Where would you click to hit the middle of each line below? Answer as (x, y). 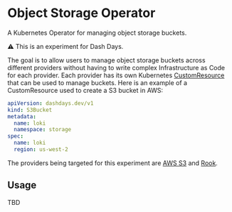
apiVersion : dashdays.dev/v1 (51, 103)
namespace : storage (43, 130)
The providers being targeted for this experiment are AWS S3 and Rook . (113, 163)
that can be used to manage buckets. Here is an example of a (97, 82)
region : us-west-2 (41, 150)
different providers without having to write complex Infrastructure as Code (116, 67)
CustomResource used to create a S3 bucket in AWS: (85, 90)
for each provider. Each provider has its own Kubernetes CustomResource (116, 75)
